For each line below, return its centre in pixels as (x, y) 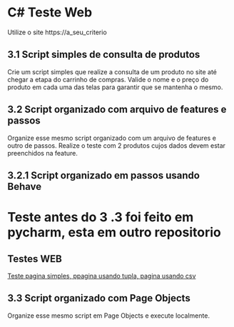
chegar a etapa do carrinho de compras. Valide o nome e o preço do (108, 79)
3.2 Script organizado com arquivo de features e (117, 110)
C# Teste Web (50, 12)
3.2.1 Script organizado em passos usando (103, 175)
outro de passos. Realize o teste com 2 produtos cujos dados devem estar (117, 145)
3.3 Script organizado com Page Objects (99, 298)
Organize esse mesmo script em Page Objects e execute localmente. (109, 316)
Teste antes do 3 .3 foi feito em (101, 217)
